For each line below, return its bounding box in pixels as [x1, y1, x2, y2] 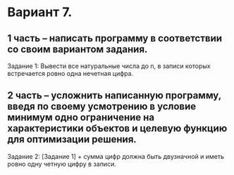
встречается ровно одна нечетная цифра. [7, 70, 134, 77]
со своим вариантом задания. [7, 43, 148, 55]
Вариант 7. [7, 4, 73, 20]
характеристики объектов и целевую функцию [7, 122, 228, 134]
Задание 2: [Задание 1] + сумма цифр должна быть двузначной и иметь [7, 152, 224, 160]
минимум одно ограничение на [7, 112, 155, 124]
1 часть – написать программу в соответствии [7, 32, 223, 44]
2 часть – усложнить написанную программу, [7, 89, 222, 102]
